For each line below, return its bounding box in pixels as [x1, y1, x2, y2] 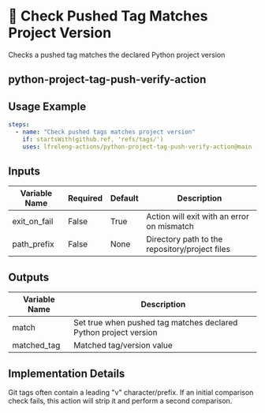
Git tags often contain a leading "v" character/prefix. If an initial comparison [8, 388, 254, 397]
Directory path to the [146, 234, 223, 245]
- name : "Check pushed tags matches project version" [15, 128, 196, 137]
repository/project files [146, 244, 231, 255]
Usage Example [8, 99, 87, 113]
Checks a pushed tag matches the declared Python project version [8, 50, 226, 59]
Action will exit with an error [146, 211, 250, 222]
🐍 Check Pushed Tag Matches [8, 7, 208, 25]
